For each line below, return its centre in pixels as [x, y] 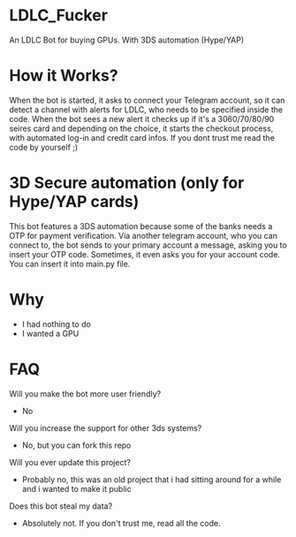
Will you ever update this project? [70, 462]
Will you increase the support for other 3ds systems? [106, 428]
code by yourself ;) [44, 147]
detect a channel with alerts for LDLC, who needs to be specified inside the [146, 109]
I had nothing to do [56, 324]
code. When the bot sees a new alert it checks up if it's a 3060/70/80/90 [142, 119]
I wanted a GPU [50, 334]
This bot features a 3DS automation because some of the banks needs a [141, 226]
